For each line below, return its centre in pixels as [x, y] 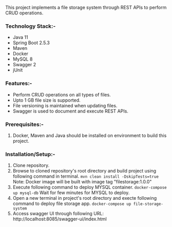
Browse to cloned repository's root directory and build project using [84, 171]
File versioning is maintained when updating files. [65, 105]
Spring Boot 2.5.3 [31, 43]
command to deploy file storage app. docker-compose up [72, 204]
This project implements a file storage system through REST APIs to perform [86, 7]
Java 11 [20, 37]
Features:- [19, 83]
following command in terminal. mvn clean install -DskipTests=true [86, 176]
